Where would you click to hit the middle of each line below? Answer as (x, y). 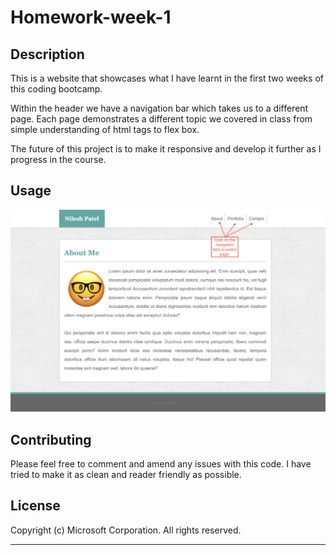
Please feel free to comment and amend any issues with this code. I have (161, 463)
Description (47, 54)
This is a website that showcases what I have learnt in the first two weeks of (167, 78)
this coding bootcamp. (56, 89)
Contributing (51, 439)
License (35, 506)
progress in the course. (58, 159)
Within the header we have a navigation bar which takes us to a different (159, 108)
